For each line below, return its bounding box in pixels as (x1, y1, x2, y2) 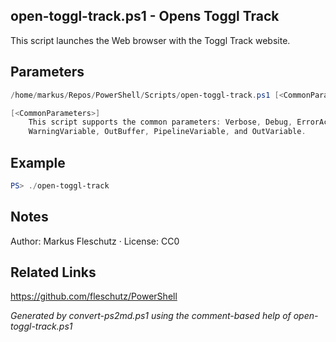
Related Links (10, 264, 97, 281)
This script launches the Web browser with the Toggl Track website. (10, 34, 291, 46)
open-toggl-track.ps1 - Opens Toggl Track (10, 8, 280, 25)
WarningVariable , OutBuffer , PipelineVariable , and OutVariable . (28, 127, 307, 137)
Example (10, 154, 66, 171)
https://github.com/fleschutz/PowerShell (10, 290, 178, 303)
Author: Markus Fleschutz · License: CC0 (10, 235, 180, 247)
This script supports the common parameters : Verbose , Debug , (28, 117, 293, 128)
